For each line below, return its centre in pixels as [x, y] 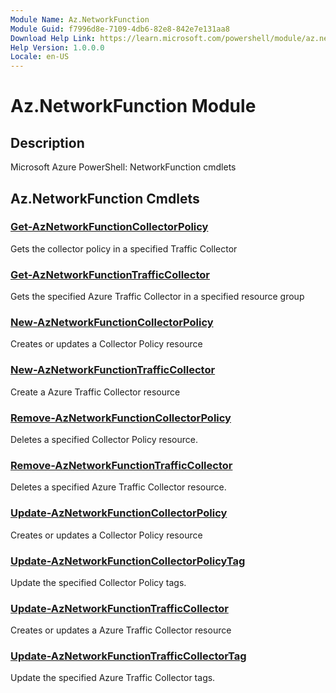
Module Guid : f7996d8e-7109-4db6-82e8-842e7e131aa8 [120, 29]
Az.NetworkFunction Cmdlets [105, 198]
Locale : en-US [40, 57]
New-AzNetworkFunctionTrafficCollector [113, 370]
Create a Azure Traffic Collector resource [95, 392]
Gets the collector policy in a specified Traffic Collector [124, 248]
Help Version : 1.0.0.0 [57, 47]
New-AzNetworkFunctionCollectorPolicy [112, 323]
